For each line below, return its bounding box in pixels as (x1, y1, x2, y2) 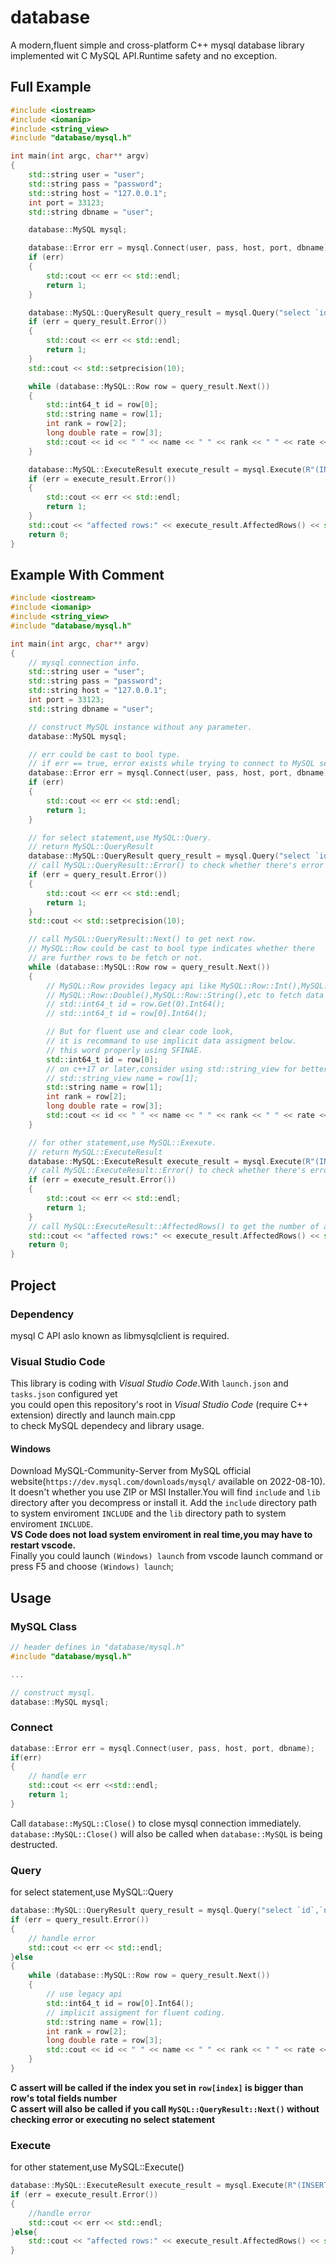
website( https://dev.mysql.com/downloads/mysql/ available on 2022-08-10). (10, 1476, 326, 1488)
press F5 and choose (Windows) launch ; (10, 1561, 174, 1573)
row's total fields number (10, 2092, 118, 2104)
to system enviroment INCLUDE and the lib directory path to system (10, 1507, 287, 1520)
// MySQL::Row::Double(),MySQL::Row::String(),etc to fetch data (46, 990, 325, 1000)
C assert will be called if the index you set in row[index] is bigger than (10, 2081, 304, 2093)
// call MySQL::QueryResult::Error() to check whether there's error (28, 861, 325, 871)
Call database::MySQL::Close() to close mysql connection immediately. (10, 1817, 302, 1829)
